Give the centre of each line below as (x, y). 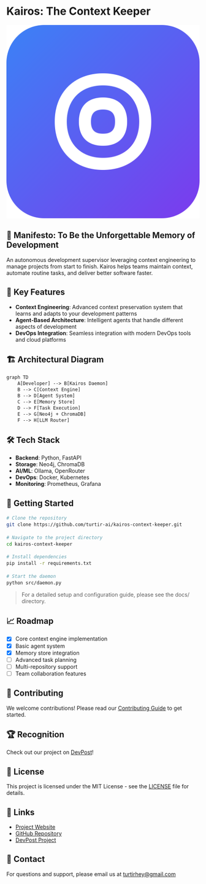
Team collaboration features (51, 674)
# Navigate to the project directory (55, 537)
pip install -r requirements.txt (49, 563)
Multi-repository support (46, 666)
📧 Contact (26, 859)
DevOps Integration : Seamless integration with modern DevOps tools (103, 333)
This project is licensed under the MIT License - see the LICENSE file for (97, 786)
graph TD (17, 378)
